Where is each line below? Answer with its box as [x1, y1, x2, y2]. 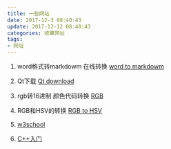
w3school [17, 121, 46, 128]
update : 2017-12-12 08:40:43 [7, 23, 91, 30]
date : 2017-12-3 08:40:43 [7, 17, 81, 24]
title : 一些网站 [7, 10, 50, 17]
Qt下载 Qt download [17, 77, 74, 85]
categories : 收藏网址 [7, 29, 66, 37]
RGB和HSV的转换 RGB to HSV [17, 107, 102, 114]
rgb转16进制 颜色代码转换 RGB [17, 91, 103, 100]
